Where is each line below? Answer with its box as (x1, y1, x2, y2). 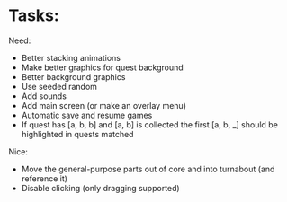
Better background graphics (21, 71, 126, 82)
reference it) (21, 172, 68, 184)
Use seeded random (21, 81, 98, 92)
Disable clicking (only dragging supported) (21, 182, 181, 193)
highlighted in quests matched (21, 128, 134, 139)
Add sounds (21, 91, 67, 101)
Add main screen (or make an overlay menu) (21, 100, 186, 110)
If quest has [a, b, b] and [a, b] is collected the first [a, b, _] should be (21, 119, 278, 130)
